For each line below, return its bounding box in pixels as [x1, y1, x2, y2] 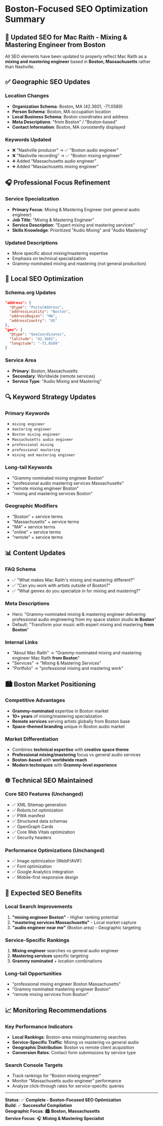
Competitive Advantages [5, 697, 65, 704]
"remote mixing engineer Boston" [12, 485, 79, 491]
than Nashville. [5, 64, 35, 69]
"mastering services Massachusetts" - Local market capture [12, 919, 137, 925]
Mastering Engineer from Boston [5, 40, 106, 49]
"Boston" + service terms [12, 513, 63, 519]
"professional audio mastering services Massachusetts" [12, 480, 124, 486]
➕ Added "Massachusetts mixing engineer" [12, 164, 99, 169]
